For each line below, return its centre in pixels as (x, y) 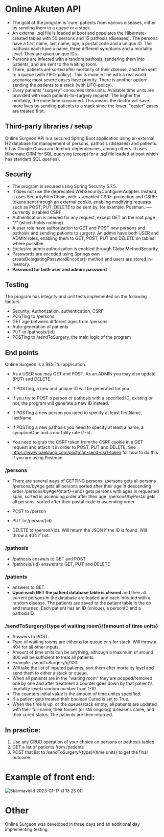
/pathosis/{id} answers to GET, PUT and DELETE (61, 564)
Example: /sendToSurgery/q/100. (45, 663)
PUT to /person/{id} (32, 521)
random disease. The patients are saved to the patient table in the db (82, 603)
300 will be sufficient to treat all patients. (53, 657)
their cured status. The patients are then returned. (63, 715)
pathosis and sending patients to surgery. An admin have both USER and (85, 233)
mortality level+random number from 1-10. (55, 689)
